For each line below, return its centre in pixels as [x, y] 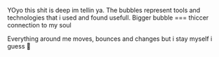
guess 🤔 [19, 46]
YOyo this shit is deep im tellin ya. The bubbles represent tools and [104, 10]
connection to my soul [39, 25]
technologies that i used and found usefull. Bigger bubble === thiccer [108, 18]
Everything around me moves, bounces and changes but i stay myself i [110, 39]
